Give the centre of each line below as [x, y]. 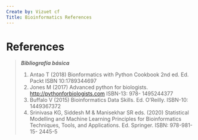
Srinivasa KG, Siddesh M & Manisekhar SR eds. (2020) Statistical [109, 113]
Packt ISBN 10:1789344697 [63, 81]
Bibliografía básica [45, 63]
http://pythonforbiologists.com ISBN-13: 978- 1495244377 [101, 94]
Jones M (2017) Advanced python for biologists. [89, 88]
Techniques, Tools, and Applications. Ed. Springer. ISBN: [99, 125]
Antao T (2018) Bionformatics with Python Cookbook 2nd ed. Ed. [109, 74]
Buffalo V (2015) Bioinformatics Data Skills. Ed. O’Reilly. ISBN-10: [109, 100]
